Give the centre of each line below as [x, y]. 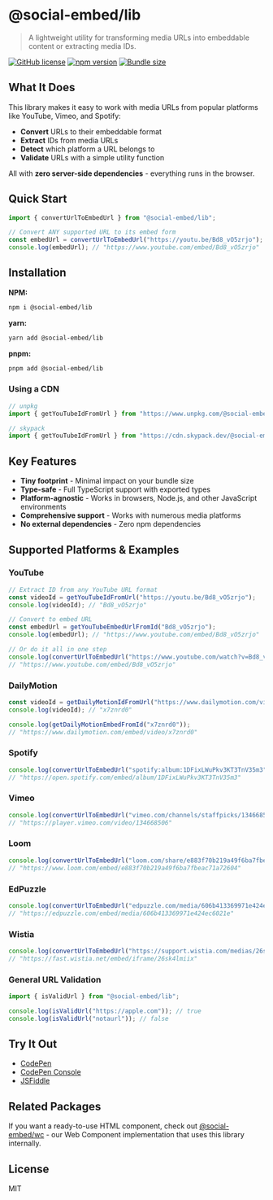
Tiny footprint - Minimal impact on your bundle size [107, 481]
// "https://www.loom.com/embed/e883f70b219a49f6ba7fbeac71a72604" [125, 868]
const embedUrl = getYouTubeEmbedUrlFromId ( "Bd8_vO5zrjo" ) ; [113, 627]
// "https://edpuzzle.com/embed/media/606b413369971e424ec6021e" [121, 913]
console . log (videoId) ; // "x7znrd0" [70, 710]
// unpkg [23, 406]
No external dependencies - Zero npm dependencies [110, 524]
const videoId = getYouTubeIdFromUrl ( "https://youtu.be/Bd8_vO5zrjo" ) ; [132, 597]
